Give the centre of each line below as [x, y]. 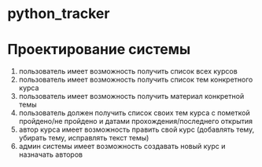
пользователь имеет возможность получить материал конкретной [131, 96]
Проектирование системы [99, 50]
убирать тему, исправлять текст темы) [84, 138]
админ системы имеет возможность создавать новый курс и [122, 147]
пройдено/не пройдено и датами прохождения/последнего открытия [136, 122]
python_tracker [59, 14]
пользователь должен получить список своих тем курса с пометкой [134, 113]
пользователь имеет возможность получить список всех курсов [128, 71]
